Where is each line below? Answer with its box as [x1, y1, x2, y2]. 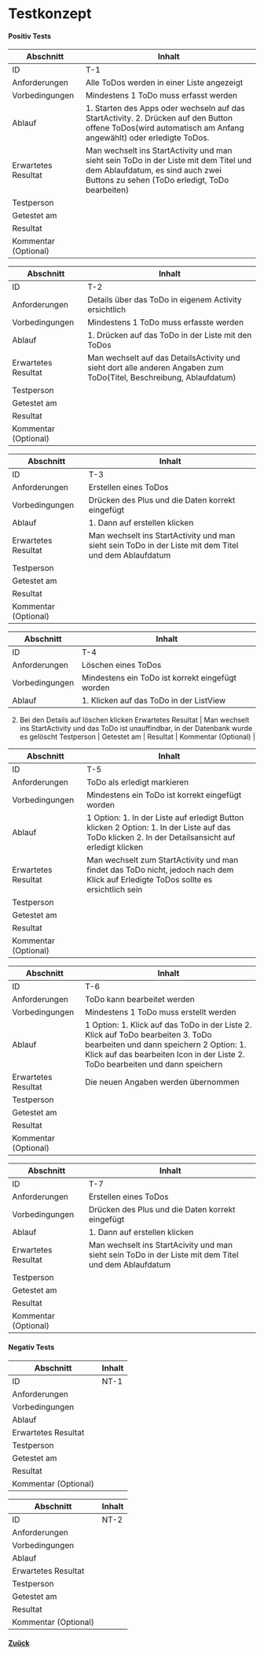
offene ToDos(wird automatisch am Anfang [85, 123, 245, 134]
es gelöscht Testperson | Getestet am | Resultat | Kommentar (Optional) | [19, 732, 255, 741]
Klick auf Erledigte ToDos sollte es [86, 874, 213, 885]
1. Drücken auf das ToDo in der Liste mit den [87, 330, 252, 341]
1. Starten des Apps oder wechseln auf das [85, 103, 246, 114]
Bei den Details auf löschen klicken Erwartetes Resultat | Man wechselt [19, 715, 250, 725]
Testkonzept [8, 5, 92, 23]
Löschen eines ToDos [81, 659, 162, 670]
